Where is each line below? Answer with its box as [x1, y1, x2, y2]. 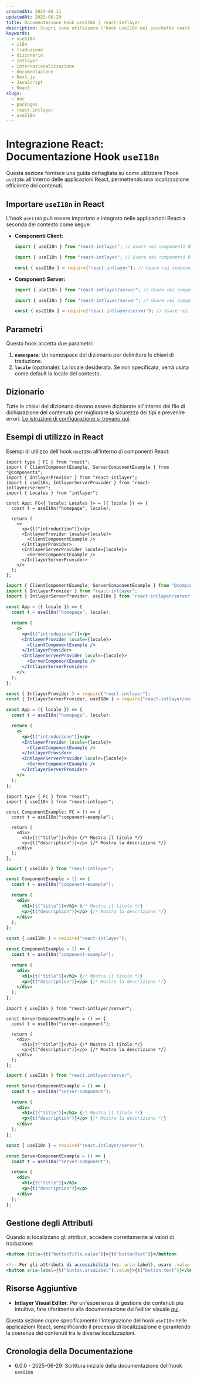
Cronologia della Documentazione [6, 1347, 133, 1357]
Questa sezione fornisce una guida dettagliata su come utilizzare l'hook [6, 170, 179, 177]
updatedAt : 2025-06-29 [6, 14, 62, 20]
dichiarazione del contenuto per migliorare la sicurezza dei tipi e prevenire [6, 409, 185, 416]
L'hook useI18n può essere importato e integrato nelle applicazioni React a [6, 215, 186, 221]
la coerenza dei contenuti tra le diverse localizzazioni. [6, 1329, 136, 1337]
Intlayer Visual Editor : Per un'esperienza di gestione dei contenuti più [14, 1299, 184, 1306]
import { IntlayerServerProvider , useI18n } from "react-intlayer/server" [6, 593, 193, 599]
